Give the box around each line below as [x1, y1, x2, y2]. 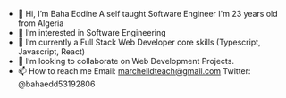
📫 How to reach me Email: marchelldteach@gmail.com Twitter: [17, 66, 251, 76]
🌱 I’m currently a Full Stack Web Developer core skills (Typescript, [17, 37, 261, 47]
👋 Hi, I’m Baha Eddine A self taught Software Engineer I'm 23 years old [17, 9, 279, 19]
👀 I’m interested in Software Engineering [17, 28, 167, 37]
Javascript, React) [17, 46, 86, 57]
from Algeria [17, 18, 64, 29]
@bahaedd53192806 [17, 78, 96, 89]
